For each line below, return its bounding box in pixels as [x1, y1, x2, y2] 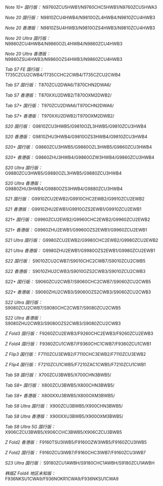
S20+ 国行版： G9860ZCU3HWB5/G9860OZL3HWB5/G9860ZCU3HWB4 [5, 144, 152, 150]
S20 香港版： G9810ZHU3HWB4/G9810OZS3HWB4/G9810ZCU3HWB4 [5, 134, 147, 139]
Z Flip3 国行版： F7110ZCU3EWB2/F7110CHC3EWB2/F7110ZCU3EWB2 [5, 351, 146, 357]
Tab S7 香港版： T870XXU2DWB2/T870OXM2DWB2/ [5, 92, 112, 98]
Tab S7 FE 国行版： [5, 66, 44, 72]
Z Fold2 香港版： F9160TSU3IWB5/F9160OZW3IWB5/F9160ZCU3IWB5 [5, 439, 147, 445]
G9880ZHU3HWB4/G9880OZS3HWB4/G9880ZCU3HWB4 [5, 186, 123, 192]
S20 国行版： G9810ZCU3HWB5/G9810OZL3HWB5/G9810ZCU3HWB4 [5, 123, 147, 129]
